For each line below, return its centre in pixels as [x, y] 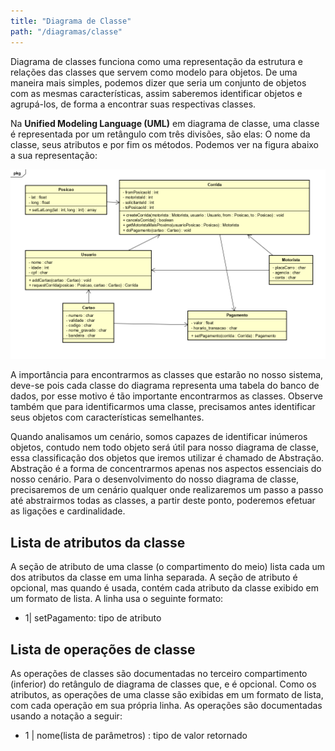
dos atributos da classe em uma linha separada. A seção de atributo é [154, 577]
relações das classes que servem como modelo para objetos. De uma [154, 72]
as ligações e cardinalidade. [68, 511]
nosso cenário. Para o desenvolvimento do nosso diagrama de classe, [155, 479]
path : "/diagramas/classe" [66, 31]
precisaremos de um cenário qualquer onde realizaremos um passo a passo [167, 490]
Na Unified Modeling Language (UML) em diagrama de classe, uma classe [165, 123]
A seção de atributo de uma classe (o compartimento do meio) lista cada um [168, 567]
